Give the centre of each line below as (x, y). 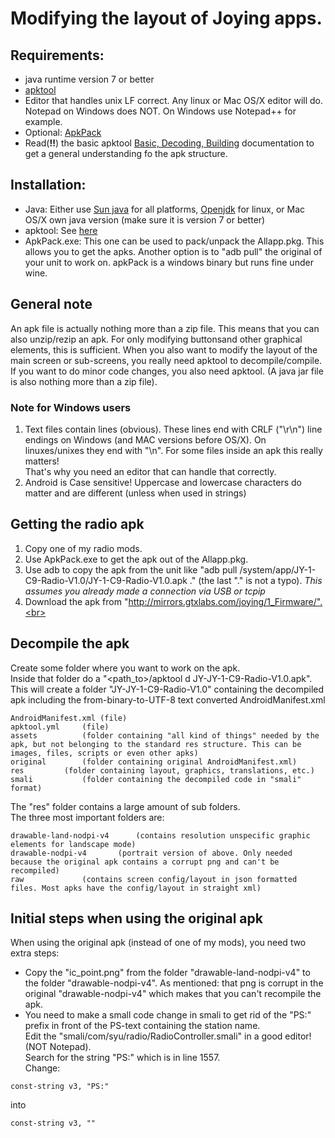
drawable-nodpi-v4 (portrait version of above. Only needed (151, 853)
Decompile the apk (70, 643)
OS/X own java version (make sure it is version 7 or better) (145, 219)
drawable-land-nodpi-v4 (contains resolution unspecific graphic (160, 835)
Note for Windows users (71, 407)
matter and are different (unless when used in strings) (135, 493)
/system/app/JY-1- (278, 569)
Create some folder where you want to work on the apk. (125, 668)
